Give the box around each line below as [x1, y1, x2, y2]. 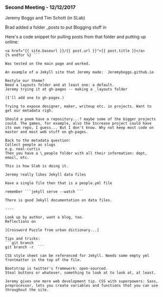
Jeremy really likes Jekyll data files [5, 172, 86, 177]
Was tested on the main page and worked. [5, 61, 91, 66]
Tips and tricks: [5, 236, 41, 241]
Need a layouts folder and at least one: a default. [5, 82, 115, 88]
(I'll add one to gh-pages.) [5, 96, 64, 100]
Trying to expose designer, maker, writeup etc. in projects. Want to [5, 104, 152, 109]
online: [5, 39, 19, 45]
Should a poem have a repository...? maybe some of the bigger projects [5, 117, 156, 122]
